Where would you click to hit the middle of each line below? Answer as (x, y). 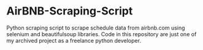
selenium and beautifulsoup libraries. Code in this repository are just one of (101, 34)
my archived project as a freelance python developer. (74, 40)
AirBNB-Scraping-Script (70, 11)
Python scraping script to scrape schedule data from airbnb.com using (96, 28)
